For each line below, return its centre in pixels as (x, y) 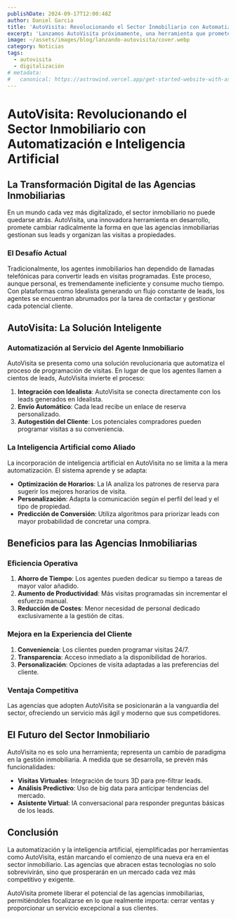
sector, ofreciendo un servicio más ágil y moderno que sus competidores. (114, 713)
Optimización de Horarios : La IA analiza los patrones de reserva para (118, 484)
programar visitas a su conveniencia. (71, 429)
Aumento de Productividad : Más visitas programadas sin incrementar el (122, 593)
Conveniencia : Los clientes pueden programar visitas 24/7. (103, 649)
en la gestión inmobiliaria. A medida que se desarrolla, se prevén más (108, 759)
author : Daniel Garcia (40, 20)
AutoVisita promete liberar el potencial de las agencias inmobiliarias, (106, 893)
